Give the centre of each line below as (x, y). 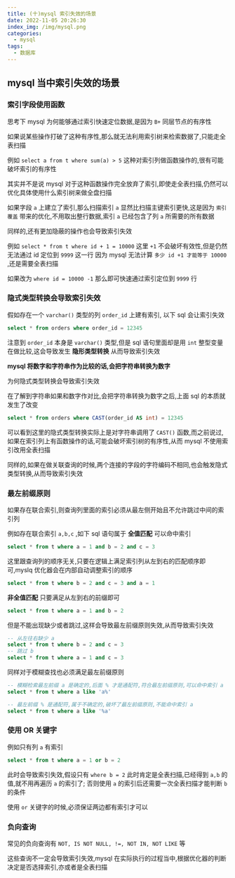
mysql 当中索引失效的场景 (64, 83)
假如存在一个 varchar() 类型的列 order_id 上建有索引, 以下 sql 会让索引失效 (116, 315)
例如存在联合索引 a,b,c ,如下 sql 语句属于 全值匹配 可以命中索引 (99, 533)
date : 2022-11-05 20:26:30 (47, 20)
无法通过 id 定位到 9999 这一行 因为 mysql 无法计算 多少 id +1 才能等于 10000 (117, 255)
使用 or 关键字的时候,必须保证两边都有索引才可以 (78, 806)
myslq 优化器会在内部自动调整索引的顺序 (74, 569)
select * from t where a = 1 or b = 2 (64, 760)
